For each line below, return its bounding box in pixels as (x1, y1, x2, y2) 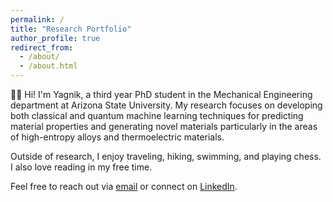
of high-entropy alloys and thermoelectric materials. (10, 131, 225, 143)
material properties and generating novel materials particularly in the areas (10, 121, 318, 132)
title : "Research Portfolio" (10, 24, 132, 34)
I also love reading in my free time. (10, 161, 153, 173)
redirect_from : (10, 42, 74, 53)
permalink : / (10, 14, 65, 25)
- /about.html (19, 61, 78, 71)
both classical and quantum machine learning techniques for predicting (10, 110, 304, 121)
